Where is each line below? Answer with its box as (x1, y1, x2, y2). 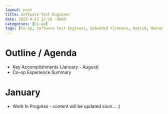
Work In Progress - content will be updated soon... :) (12, 103, 120, 109)
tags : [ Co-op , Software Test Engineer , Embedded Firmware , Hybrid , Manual (5, 26, 164, 31)
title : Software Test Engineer (5, 12, 70, 17)
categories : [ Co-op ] (5, 21, 48, 26)
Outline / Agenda (5, 47, 77, 59)
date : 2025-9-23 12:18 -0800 (5, 16, 66, 21)
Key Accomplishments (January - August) (12, 64, 99, 70)
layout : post (5, 7, 32, 12)
